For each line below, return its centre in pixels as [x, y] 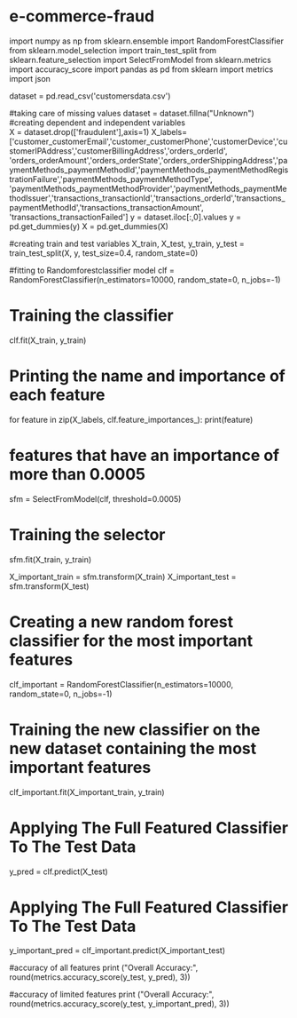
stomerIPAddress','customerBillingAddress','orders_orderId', [118, 151]
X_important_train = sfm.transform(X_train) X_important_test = [123, 577]
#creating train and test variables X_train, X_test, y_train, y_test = [127, 243]
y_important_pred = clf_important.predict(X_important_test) [117, 950]
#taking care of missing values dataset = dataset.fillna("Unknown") [132, 113]
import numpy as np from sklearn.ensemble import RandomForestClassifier [146, 41]
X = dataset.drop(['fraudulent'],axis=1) [79, 131]
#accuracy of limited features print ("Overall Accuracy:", [112, 994]
